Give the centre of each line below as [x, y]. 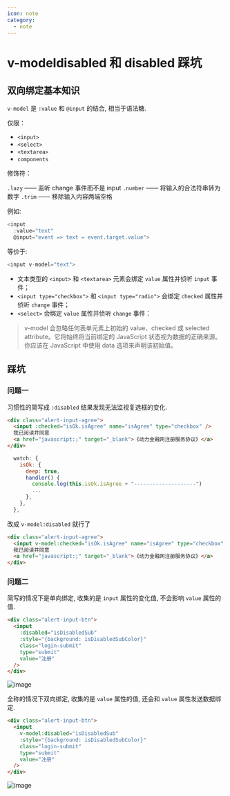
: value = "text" [33, 231]
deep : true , [42, 471]
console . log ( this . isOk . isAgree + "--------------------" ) [117, 484]
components [33, 160]
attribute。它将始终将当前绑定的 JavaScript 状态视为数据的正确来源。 [123, 336]
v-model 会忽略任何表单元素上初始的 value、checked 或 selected [117, 328]
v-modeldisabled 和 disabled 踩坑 [105, 63]
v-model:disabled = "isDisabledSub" [69, 734]
